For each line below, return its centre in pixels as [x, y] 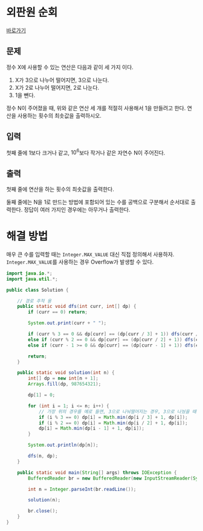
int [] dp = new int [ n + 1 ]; [63, 379]
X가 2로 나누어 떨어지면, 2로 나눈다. [57, 87]
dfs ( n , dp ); [43, 456]
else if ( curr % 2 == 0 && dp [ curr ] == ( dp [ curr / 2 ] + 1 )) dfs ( [112, 339]
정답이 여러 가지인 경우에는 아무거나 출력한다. [77, 210]
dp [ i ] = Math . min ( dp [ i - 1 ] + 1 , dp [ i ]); [92, 429]
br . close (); [43, 511]
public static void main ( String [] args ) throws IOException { [97, 473]
